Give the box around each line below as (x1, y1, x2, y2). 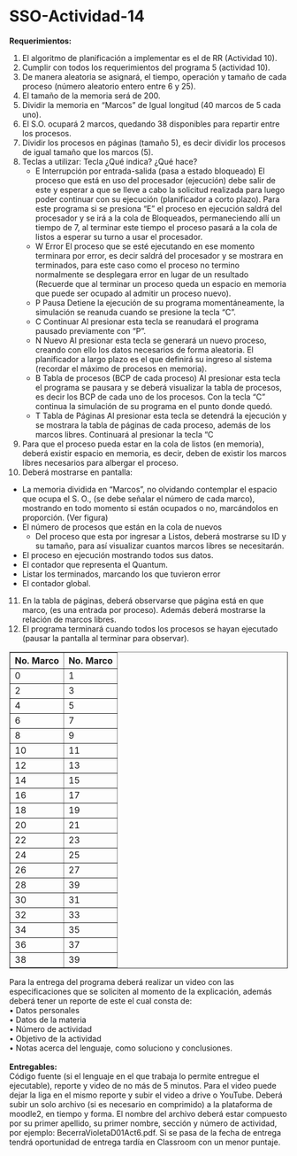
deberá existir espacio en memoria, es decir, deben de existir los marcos (21, 447, 287, 458)
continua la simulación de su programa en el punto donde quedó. (34, 400, 273, 411)
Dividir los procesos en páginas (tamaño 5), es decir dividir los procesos (21, 137, 286, 148)
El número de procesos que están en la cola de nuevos (21, 521, 223, 532)
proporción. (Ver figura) (21, 512, 109, 523)
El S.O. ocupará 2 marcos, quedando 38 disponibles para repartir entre (21, 118, 280, 129)
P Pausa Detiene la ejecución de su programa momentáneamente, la (34, 297, 285, 307)
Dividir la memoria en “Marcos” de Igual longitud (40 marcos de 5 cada (21, 99, 281, 110)
